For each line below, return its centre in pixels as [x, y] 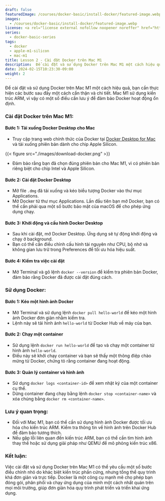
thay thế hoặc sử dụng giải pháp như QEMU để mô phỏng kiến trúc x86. [85, 443]
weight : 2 [15, 74]
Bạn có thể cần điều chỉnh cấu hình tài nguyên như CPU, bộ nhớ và [80, 244]
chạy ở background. [32, 239]
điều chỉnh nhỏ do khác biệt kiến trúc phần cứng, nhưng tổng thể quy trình [81, 472]
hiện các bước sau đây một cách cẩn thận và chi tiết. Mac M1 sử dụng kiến [81, 93]
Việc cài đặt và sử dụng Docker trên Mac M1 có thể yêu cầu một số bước [79, 467]
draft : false [18, 10]
